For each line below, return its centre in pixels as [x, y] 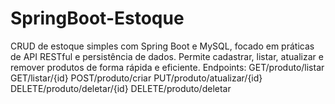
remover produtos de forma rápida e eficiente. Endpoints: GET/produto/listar [167, 67]
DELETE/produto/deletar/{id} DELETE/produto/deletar [121, 88]
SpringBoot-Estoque [97, 18]
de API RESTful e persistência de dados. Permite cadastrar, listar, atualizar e [167, 56]
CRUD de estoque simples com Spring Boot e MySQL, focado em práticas [162, 46]
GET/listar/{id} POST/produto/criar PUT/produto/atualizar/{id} [136, 78]
